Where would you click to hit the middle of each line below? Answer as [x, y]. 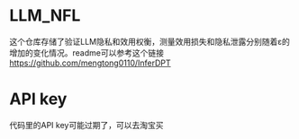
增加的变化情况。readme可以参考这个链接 [87, 52]
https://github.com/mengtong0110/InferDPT [90, 63]
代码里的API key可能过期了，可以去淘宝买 [86, 125]
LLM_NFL [45, 16]
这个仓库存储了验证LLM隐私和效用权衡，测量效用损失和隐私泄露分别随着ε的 [149, 41]
